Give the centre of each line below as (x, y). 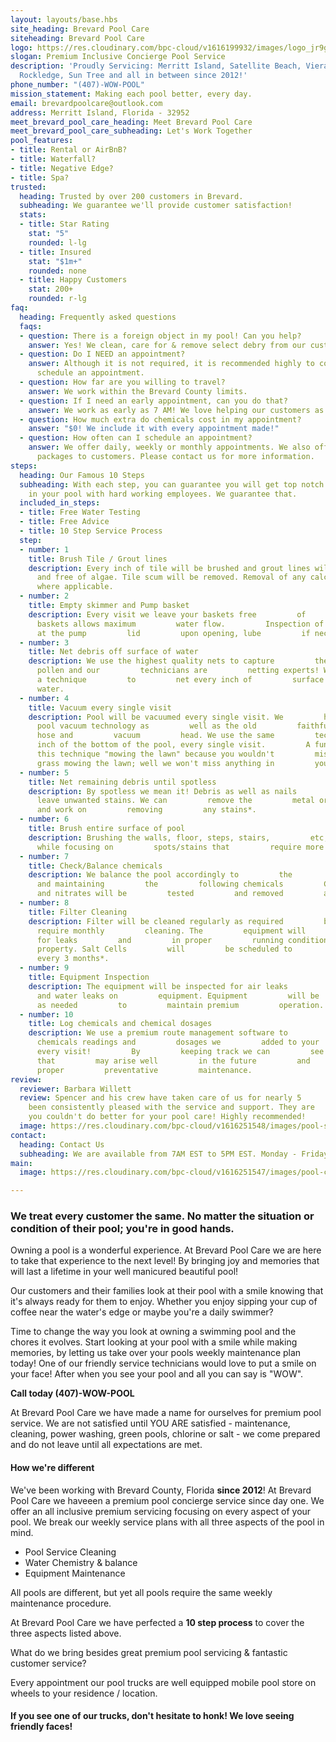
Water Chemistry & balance (81, 1562)
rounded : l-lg (57, 242)
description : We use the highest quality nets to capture (151, 661)
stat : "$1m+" (55, 261)
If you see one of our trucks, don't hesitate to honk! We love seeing (152, 1716)
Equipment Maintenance (75, 1573)
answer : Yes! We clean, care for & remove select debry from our (167, 345)
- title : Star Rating (64, 224)
